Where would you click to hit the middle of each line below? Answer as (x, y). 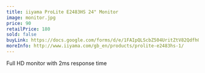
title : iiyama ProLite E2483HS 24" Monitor (63, 12)
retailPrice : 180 (28, 29)
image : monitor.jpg (31, 18)
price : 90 (19, 23)
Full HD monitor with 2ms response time (57, 63)
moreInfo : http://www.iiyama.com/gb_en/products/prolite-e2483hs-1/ (95, 46)
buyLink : (17, 40)
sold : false (21, 35)
